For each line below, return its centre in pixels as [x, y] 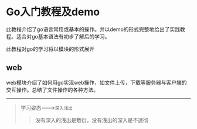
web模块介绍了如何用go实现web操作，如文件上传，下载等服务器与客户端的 [96, 82]
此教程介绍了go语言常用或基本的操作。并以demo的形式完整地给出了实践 [93, 29]
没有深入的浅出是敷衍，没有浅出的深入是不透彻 [91, 120]
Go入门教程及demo [53, 12]
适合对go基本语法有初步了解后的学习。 [63, 36]
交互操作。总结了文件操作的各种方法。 [52, 90]
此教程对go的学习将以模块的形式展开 [50, 49]
